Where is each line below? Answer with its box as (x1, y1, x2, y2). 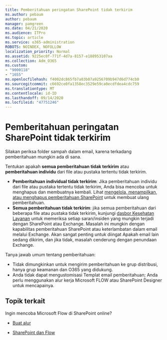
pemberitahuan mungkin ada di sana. (5, 154, 81, 160)
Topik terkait (5, 297, 45, 306)
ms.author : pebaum (5, 12, 43, 17)
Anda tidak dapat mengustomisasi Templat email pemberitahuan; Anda (12, 272, 158, 278)
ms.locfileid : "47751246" (5, 100, 59, 105)
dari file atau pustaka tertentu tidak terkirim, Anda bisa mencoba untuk (12, 184, 158, 190)
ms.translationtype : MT (5, 86, 55, 91)
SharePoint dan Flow (12, 330, 55, 336)
